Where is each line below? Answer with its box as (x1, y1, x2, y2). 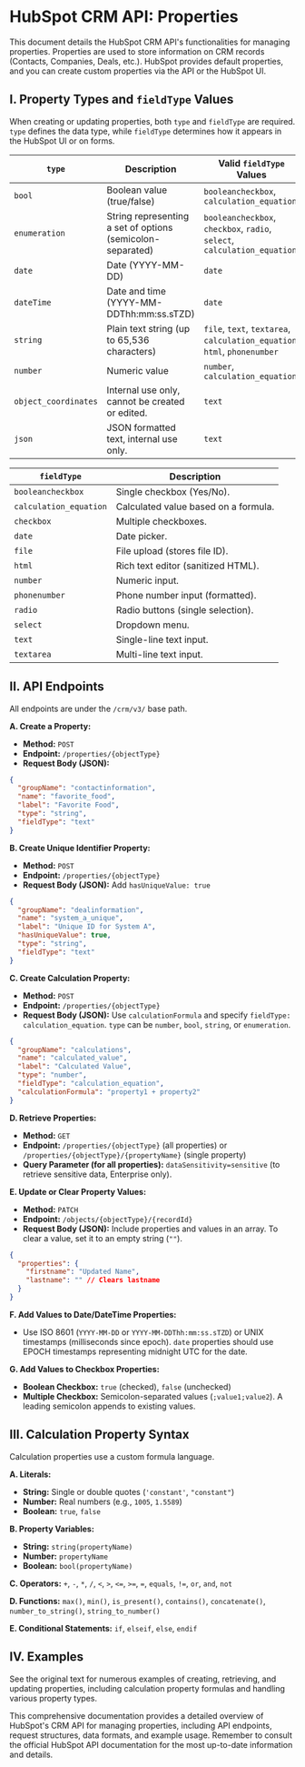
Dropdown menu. (115, 618, 190, 631)
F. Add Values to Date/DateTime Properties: (9, 1309, 177, 1320)
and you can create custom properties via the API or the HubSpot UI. (9, 65, 266, 76)
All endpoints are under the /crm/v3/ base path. (9, 703, 188, 714)
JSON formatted (106, 421, 177, 434)
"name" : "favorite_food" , (17, 792, 116, 801)
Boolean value (106, 184, 168, 196)
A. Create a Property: (9, 720, 92, 731)
